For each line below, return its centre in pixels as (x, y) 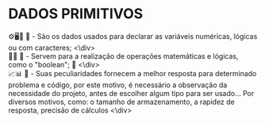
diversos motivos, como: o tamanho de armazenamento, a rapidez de (122, 102)
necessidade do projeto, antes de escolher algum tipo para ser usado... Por (131, 93)
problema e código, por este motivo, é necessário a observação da (118, 85)
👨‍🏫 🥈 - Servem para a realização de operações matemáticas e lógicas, (123, 56)
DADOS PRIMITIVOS (76, 14)
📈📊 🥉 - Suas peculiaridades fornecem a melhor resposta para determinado (132, 73)
